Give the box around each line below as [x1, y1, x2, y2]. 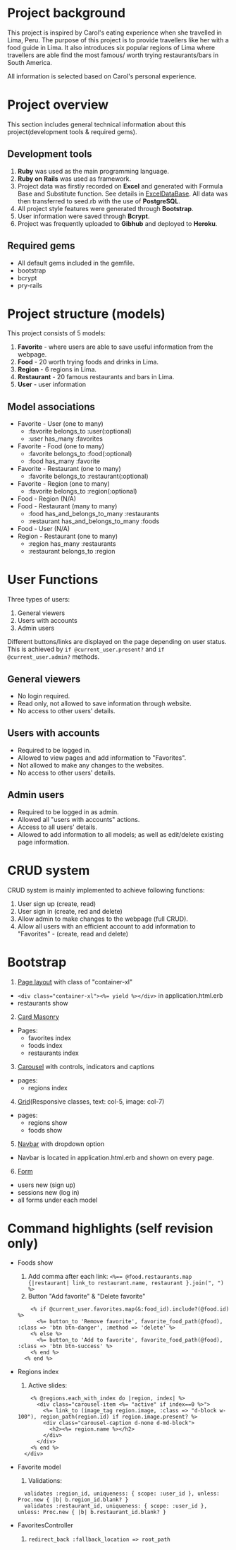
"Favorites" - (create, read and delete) [17, 929, 129, 938]
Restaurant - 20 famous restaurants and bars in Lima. [17, 373, 175, 381]
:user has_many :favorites [27, 434, 104, 443]
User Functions [7, 572, 99, 588]
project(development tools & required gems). [7, 127, 137, 136]
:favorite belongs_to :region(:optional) [27, 487, 137, 496]
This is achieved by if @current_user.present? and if [7, 645, 165, 654]
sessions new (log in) [17, 1188, 80, 1196]
